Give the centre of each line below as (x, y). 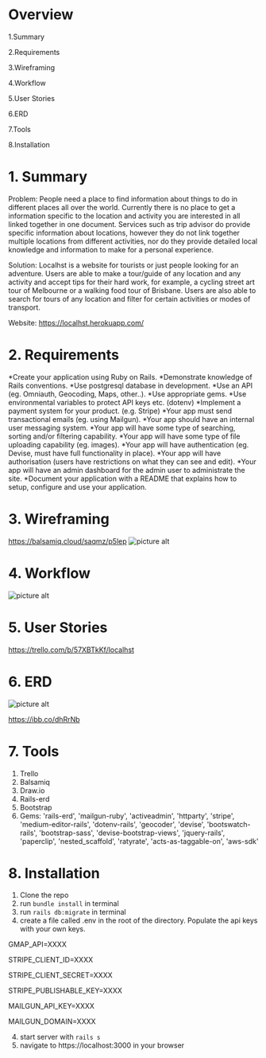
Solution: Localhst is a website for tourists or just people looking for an (123, 265)
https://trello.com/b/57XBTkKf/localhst (71, 650)
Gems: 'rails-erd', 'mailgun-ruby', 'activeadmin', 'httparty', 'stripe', (127, 816)
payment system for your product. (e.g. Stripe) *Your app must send (120, 411)
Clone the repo (44, 895)
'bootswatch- (229, 824)
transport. (25, 307)
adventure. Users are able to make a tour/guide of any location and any (125, 273)
